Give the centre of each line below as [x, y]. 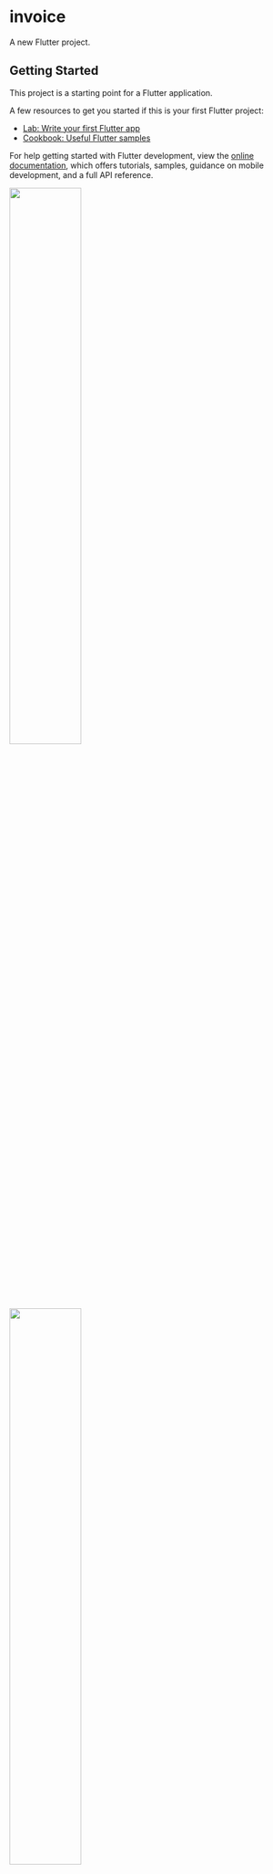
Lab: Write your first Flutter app [81, 128]
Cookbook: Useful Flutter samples [86, 138]
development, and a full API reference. [81, 174]
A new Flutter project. [50, 42]
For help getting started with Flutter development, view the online [132, 155]
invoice [38, 17]
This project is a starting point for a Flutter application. [111, 92]
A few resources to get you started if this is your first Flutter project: [136, 110]
